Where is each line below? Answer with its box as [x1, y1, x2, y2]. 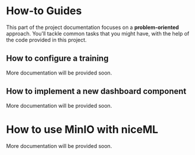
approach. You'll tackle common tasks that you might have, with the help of [6, 30, 190, 37]
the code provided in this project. [6, 36, 87, 43]
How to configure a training [6, 53, 109, 63]
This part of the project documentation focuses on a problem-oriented [6, 24, 179, 31]
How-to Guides [6, 4, 82, 18]
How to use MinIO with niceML [6, 122, 158, 136]
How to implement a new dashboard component [6, 86, 187, 96]
